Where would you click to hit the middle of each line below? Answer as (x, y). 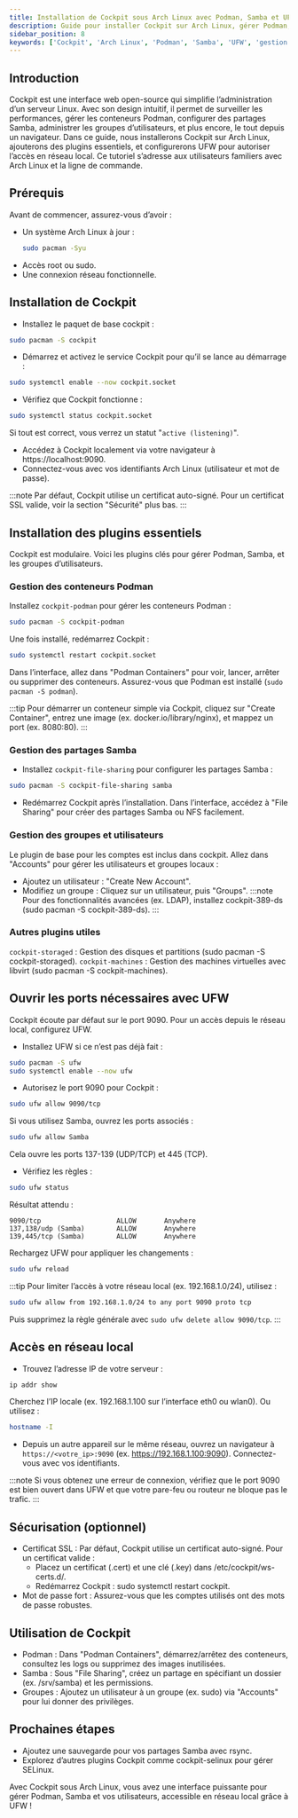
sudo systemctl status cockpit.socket (81, 416)
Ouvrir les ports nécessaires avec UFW (119, 999)
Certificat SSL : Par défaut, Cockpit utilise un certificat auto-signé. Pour (153, 1548)
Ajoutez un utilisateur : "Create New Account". (106, 881)
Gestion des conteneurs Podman (81, 586)
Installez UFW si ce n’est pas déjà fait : (92, 1046)
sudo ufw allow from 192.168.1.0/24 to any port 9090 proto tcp (130, 1302)
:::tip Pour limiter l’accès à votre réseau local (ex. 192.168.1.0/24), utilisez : (143, 1286)
